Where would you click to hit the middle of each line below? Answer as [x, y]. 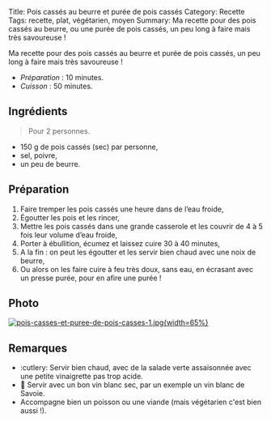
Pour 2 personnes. [59, 131]
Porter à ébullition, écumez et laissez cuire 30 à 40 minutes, [120, 243]
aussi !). [33, 411]
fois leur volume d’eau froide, [69, 235]
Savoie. [33, 394]
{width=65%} [186, 322]
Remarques [38, 348]
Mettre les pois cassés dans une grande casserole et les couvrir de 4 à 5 [141, 226]
